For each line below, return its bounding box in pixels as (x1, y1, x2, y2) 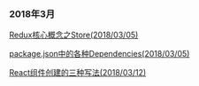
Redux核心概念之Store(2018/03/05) (9, 29, 139, 41)
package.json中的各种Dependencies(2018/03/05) (9, 49, 190, 59)
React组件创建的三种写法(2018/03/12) (9, 67, 147, 78)
